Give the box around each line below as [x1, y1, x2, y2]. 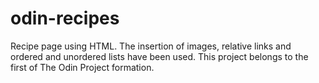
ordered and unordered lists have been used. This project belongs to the [10, 50, 309, 62]
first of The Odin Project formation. [10, 61, 155, 73]
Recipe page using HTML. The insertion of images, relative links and [10, 40, 292, 52]
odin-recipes [10, 7, 120, 30]
